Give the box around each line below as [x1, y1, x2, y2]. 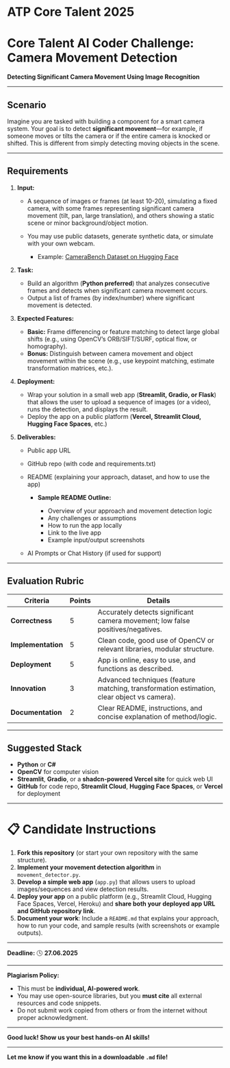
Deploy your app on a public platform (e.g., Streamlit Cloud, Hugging [16, 893, 212, 901]
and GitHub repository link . [16, 907, 96, 915]
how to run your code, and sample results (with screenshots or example [16, 921, 220, 930]
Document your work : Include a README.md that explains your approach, [16, 914, 219, 923]
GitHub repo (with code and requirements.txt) [27, 459, 156, 468]
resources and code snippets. [16, 999, 101, 1008]
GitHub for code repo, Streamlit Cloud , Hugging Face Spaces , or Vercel [16, 782, 223, 790]
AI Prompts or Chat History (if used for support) [27, 549, 162, 557]
